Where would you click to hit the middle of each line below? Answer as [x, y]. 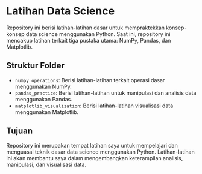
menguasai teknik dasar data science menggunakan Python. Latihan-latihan [100, 152]
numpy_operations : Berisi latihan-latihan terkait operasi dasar [90, 80]
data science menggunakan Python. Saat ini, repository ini [98, 34]
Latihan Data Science [61, 11]
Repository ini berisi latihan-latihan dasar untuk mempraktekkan [85, 28]
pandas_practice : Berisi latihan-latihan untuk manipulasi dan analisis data [106, 93]
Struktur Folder [36, 66]
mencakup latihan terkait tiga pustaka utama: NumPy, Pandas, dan [89, 40]
